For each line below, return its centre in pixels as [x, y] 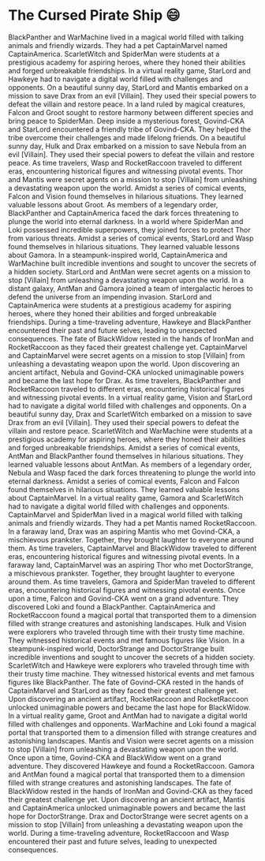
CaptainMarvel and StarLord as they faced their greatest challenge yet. [123, 690]
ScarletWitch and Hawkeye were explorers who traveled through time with [129, 665]
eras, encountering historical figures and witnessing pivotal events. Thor [126, 171]
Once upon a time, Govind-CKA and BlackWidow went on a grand [115, 757]
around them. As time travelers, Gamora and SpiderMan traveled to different [132, 581]
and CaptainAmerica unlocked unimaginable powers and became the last [127, 807]
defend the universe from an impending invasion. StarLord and [110, 296]
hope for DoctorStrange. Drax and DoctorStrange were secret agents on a [128, 816]
